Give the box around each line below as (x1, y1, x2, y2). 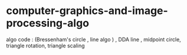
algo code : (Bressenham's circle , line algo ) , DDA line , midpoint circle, (6, 36, 181, 43)
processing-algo (6, 16, 90, 30)
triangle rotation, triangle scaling (6, 42, 85, 49)
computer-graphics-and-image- (6, 4, 168, 18)
